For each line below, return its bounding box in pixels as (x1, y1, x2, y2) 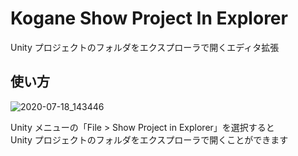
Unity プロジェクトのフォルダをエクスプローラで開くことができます (10, 133, 289, 146)
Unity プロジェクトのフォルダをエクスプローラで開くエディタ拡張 (10, 41, 280, 53)
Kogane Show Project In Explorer (10, 7, 288, 30)
